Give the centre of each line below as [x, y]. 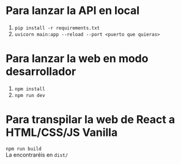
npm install [30, 89]
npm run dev [30, 95]
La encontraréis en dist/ [37, 155]
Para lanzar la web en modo [77, 59]
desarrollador [41, 72]
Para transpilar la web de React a [90, 120]
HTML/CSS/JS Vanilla [62, 133]
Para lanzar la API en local [73, 11]
